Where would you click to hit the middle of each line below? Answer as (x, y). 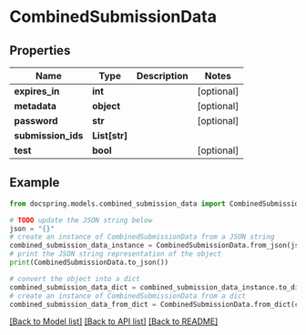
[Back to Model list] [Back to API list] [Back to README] (114, 321)
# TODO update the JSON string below (81, 220)
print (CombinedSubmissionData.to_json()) (89, 263)
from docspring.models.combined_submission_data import (117, 203)
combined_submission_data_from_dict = (83, 304)
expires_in (37, 91)
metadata (35, 106)
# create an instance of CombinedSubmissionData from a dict (128, 296)
